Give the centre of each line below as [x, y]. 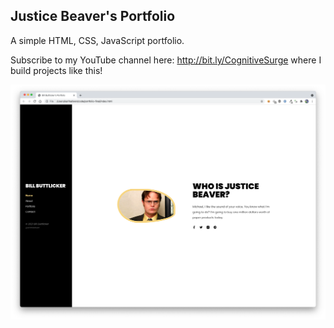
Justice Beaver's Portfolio [93, 16]
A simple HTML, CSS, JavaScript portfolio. [97, 40]
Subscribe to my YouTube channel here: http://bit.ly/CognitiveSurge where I [166, 60]
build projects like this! [56, 70]
